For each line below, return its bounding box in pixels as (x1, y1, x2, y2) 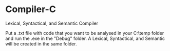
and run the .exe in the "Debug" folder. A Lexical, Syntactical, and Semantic (5, 35, 165, 41)
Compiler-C (5, 4, 56, 15)
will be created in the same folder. (5, 40, 77, 46)
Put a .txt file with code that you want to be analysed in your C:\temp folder (5, 30, 164, 36)
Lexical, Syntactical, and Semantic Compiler (5, 20, 99, 26)
